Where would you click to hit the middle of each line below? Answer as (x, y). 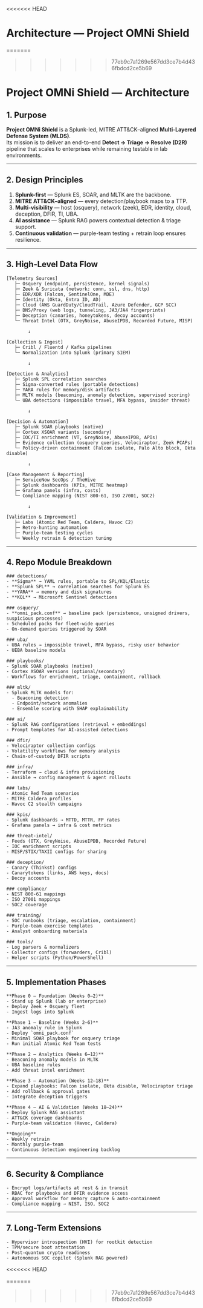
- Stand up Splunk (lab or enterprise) (56, 1001)
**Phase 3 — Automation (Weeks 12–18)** (58, 1081)
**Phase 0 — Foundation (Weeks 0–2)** (55, 996)
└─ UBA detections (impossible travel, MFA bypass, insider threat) (102, 400)
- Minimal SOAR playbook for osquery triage (63, 1038)
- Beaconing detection (40, 698)
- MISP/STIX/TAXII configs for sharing (56, 852)
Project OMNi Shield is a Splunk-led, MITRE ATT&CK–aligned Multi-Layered (101, 129)
